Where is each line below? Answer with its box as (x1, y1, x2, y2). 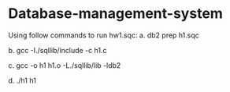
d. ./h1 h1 (8, 76, 37, 85)
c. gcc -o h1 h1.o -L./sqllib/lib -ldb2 (8, 60, 121, 70)
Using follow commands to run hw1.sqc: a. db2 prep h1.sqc (8, 30, 199, 40)
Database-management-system (8, 5, 223, 23)
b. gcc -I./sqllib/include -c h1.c (8, 45, 107, 55)
